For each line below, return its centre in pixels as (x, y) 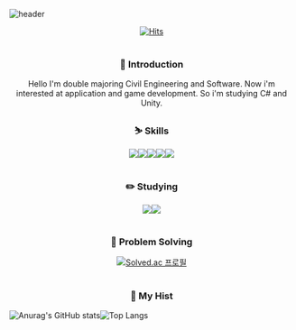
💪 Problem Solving (152, 242)
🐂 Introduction (152, 64)
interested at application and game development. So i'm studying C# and (152, 94)
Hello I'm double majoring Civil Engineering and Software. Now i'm (152, 84)
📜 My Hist (152, 296)
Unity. (152, 103)
